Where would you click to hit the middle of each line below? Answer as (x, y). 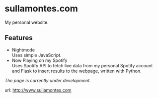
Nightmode (23, 49)
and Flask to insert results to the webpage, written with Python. (77, 71)
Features (19, 38)
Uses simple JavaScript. (37, 55)
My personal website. (27, 22)
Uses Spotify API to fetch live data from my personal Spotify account (82, 65)
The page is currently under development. (48, 80)
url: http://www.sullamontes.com (38, 90)
